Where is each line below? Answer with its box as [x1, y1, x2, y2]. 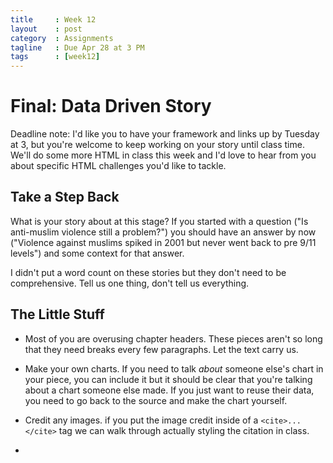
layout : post [10, 24, 83, 34]
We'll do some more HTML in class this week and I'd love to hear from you [10, 149, 317, 161]
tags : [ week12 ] [10, 52, 101, 62]
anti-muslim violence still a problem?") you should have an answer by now [10, 226, 317, 238]
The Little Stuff [10, 306, 105, 323]
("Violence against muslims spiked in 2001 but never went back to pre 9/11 [10, 236, 317, 248]
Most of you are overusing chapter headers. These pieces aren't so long [24, 332, 323, 345]
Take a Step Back [10, 189, 120, 206]
